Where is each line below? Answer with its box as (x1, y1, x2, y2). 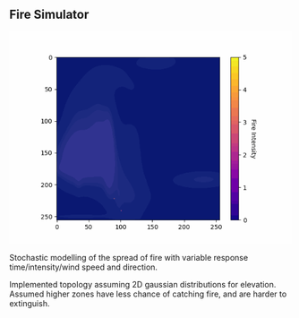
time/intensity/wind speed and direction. (9, 262, 158, 272)
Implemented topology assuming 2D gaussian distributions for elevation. (9, 279, 277, 289)
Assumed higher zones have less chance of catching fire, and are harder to (9, 288, 287, 299)
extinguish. (9, 297, 50, 308)
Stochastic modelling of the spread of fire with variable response (9, 252, 249, 262)
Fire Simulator (9, 7, 90, 22)
